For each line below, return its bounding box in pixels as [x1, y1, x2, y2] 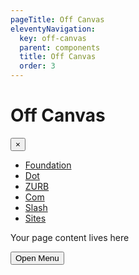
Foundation [24, 159, 72, 171]
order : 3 [19, 61, 56, 71]
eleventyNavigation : [10, 24, 97, 34]
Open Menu [15, 252, 60, 263]
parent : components [19, 42, 101, 53]
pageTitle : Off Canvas [10, 14, 105, 25]
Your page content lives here [10, 231, 130, 243]
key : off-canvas [19, 33, 87, 43]
